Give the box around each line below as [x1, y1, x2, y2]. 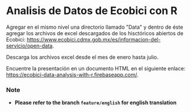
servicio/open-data [6, 42, 53, 49]
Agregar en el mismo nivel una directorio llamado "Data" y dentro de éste [6, 23, 183, 30]
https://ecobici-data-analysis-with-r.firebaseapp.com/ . [6, 71, 139, 78]
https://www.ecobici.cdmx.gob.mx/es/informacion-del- [26, 36, 161, 43]
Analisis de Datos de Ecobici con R [6, 4, 177, 18]
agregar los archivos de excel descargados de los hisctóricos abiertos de [6, 29, 184, 36]
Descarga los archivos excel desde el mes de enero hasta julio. [6, 53, 159, 60]
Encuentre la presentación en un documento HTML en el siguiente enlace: [6, 65, 186, 72]
